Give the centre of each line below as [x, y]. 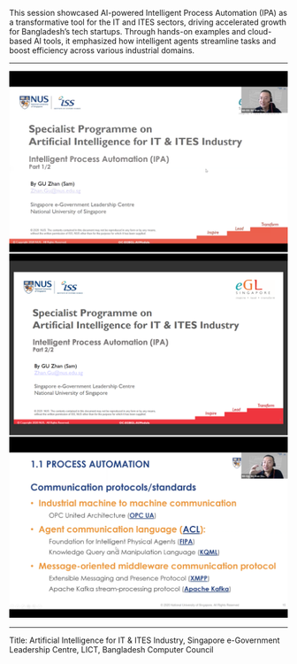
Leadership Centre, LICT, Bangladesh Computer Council [111, 649]
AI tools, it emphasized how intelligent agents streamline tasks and [155, 41]
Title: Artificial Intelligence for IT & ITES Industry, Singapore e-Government [145, 640]
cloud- [259, 31]
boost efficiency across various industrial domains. [102, 50]
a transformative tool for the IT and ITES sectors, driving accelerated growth [148, 22]
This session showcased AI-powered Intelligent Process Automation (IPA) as [148, 13]
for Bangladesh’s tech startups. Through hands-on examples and [127, 31]
